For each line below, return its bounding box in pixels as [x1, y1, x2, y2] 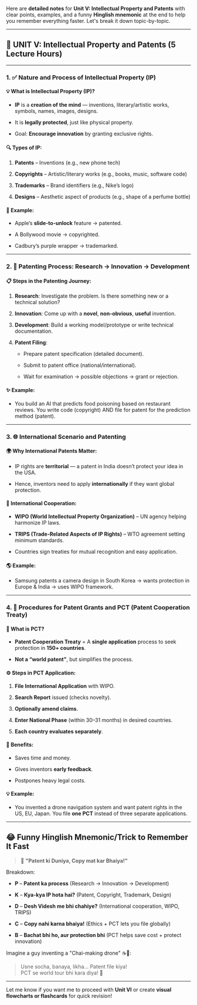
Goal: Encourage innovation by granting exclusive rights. [14, 130, 154, 137]
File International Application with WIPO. [14, 682, 115, 689]
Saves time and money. [14, 754, 72, 761]
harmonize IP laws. [14, 519, 61, 526]
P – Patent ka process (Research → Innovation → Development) [14, 880, 169, 887]
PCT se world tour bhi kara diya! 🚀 [20, 969, 104, 976]
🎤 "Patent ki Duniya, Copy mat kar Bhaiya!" [20, 857, 128, 864]
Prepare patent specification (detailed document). [23, 350, 144, 357]
